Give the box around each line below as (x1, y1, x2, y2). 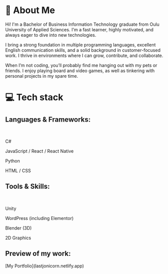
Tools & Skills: (5, 182, 50, 191)
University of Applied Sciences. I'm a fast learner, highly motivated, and (5, 26, 154, 32)
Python (5, 157, 20, 163)
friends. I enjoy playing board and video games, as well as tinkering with (5, 68, 155, 74)
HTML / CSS (5, 168, 31, 174)
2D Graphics (5, 235, 31, 241)
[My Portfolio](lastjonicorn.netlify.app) (5, 262, 85, 269)
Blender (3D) (5, 225, 32, 231)
